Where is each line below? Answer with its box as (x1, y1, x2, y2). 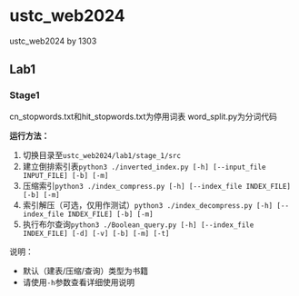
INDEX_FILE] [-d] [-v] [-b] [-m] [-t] (22, 229, 170, 238)
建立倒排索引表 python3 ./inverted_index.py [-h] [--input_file (22, 161, 266, 172)
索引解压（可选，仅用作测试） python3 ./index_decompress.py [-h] (22, 199, 274, 210)
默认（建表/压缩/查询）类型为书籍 (22, 265, 148, 276)
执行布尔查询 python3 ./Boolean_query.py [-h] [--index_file (22, 219, 254, 230)
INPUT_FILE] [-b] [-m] (22, 171, 109, 180)
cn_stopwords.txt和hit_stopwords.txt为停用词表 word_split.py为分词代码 (9, 111, 277, 122)
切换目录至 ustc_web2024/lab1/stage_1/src (22, 149, 182, 160)
